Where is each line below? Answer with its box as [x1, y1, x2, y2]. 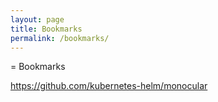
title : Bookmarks [10, 24, 83, 34]
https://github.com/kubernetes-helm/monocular [10, 80, 208, 92]
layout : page [10, 14, 65, 25]
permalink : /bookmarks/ [10, 33, 110, 43]
